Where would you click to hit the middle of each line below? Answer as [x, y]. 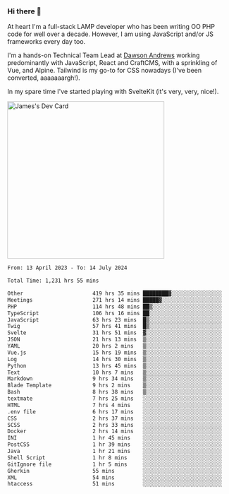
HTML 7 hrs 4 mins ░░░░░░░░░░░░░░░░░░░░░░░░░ [114, 405]
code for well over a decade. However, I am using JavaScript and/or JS [110, 34]
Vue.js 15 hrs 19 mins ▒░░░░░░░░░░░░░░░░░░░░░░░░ [114, 353]
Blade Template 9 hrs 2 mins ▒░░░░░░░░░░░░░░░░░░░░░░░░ [114, 386]
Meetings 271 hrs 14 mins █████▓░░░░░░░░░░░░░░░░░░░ [114, 300]
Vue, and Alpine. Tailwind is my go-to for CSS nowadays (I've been [105, 71]
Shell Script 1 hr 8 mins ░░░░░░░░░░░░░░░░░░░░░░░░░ [114, 458]
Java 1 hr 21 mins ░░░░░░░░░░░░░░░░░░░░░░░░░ [114, 452]
